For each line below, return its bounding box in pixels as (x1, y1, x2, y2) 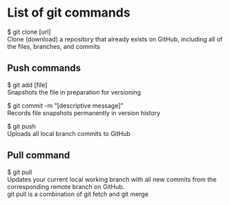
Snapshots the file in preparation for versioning (7, 88, 142, 96)
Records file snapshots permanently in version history (7, 108, 161, 117)
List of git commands (7, 5, 131, 21)
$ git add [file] (7, 81, 48, 89)
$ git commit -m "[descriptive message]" (7, 101, 124, 110)
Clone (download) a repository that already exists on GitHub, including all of (7, 35, 223, 43)
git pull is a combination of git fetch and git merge (7, 190, 148, 198)
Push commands (7, 62, 82, 74)
